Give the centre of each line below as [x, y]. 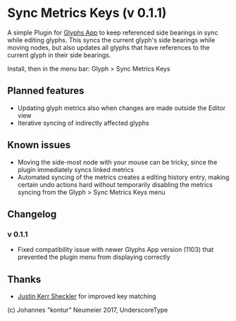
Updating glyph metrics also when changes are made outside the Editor [122, 108]
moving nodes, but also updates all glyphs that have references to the [108, 47]
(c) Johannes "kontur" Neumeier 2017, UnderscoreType [88, 310]
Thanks [24, 279]
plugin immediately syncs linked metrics [76, 169]
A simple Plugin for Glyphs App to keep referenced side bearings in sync [113, 32]
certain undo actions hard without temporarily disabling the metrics [115, 184]
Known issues [39, 145]
